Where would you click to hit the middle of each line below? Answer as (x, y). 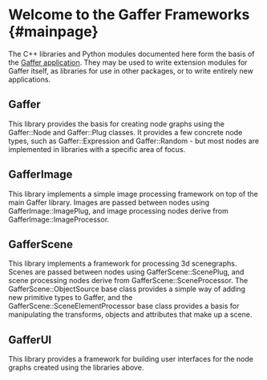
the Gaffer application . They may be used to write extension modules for (128, 62)
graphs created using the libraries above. (76, 368)
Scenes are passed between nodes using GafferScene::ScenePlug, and (126, 272)
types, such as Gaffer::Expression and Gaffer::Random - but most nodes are (133, 141)
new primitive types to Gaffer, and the (71, 298)
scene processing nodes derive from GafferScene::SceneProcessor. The (128, 281)
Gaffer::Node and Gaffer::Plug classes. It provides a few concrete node (125, 132)
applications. (29, 79)
